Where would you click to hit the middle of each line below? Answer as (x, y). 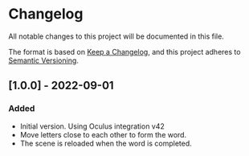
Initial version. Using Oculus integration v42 (92, 126)
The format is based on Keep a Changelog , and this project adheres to (124, 51)
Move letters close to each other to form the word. (103, 134)
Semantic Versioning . (43, 60)
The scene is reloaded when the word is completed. (106, 143)
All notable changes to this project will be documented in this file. (116, 36)
